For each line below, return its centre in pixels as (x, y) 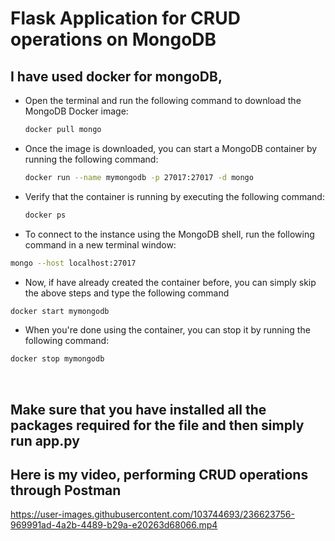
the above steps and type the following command (127, 293)
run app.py (45, 440)
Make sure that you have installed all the (138, 409)
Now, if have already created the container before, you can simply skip (170, 282)
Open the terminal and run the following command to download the (163, 100)
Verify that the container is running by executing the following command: (174, 196)
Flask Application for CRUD (125, 18)
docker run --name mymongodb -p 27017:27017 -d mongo (139, 177)
